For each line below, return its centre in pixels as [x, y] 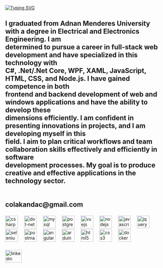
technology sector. [36, 181]
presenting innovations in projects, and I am [75, 126]
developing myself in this [46, 134]
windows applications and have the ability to [76, 103]
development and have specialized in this [71, 55]
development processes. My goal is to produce [80, 165]
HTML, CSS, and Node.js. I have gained [68, 79]
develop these [28, 110]
